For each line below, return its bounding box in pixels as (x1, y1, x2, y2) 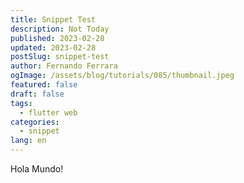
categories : (10, 117, 60, 127)
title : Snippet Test (10, 14, 97, 25)
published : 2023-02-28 (10, 33, 105, 43)
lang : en (10, 136, 47, 146)
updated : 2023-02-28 (10, 42, 97, 53)
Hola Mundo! (10, 163, 64, 175)
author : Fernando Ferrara (10, 61, 118, 71)
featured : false (10, 80, 78, 90)
